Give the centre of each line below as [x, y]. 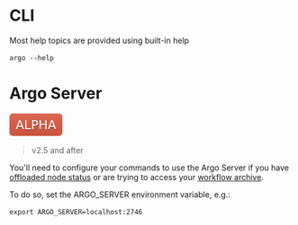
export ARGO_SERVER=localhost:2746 [76, 212]
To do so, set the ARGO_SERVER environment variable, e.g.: [120, 195]
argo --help [32, 58]
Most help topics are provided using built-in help [99, 40]
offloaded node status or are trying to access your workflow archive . [136, 177]
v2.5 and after [57, 150]
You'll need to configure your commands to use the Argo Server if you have [149, 168]
